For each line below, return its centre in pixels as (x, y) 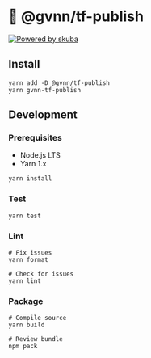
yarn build (27, 325)
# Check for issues (41, 274)
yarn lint (25, 281)
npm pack (23, 347)
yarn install (30, 179)
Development (43, 115)
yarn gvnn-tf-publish (45, 90)
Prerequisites (35, 138)
